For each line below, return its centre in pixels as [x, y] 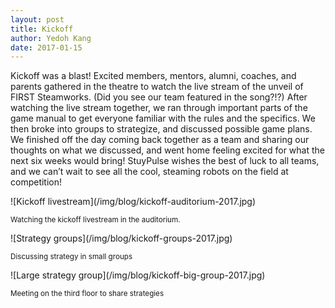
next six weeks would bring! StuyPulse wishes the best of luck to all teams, [165, 161]
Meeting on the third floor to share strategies [87, 294]
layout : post [37, 19]
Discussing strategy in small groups [71, 257]
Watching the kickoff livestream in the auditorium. [95, 220]
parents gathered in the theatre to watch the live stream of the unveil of [157, 87]
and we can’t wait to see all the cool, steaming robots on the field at [149, 172]
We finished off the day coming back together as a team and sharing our [160, 140]
